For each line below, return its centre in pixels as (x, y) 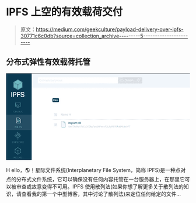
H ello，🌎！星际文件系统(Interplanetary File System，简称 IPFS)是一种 (91, 170)
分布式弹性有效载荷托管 (48, 62)
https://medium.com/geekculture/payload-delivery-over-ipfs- (110, 29)
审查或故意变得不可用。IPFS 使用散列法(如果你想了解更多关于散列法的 (100, 187)
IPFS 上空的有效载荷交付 (64, 12)
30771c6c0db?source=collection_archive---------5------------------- (104, 36)
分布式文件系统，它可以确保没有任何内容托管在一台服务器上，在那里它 (100, 180)
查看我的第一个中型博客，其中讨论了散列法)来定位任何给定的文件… (101, 194)
